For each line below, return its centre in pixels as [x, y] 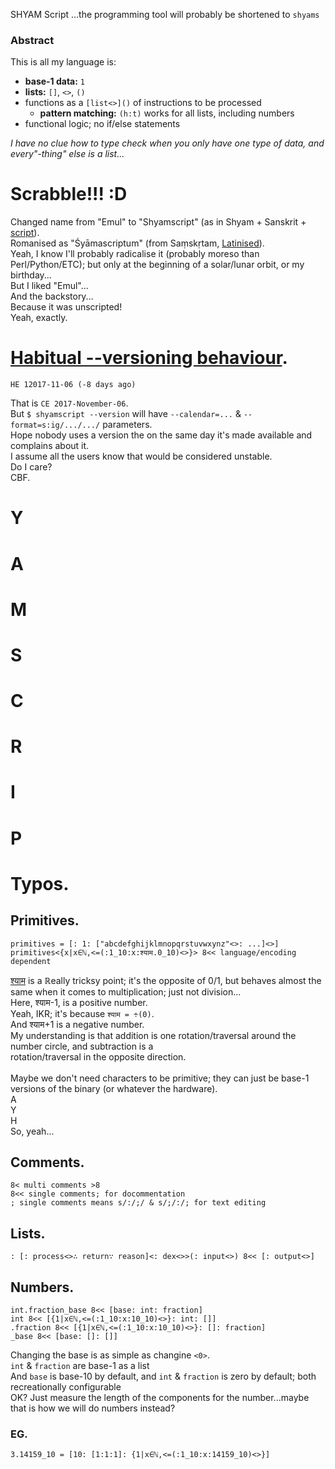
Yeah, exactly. [39, 318]
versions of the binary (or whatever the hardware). [114, 1088]
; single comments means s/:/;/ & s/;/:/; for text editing [138, 1203]
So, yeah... [32, 1131]
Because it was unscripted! [66, 307]
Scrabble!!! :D [69, 194]
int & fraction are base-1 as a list [80, 1366]
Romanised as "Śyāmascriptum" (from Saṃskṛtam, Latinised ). [137, 243]
